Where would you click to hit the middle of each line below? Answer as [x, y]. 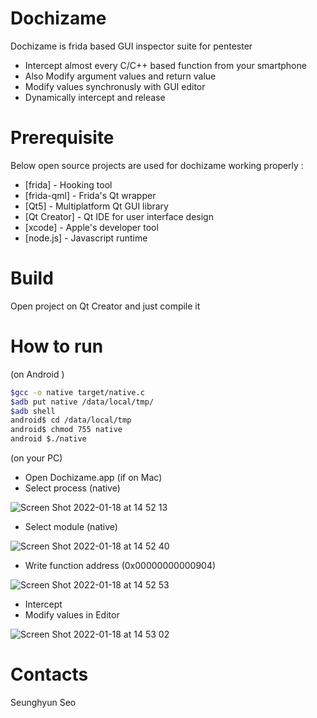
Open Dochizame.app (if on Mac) [93, 477]
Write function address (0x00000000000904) [120, 565]
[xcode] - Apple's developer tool [91, 227]
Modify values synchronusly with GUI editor [115, 86]
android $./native [48, 439]
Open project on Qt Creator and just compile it [105, 306]
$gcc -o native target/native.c [77, 392]
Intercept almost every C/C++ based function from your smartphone [165, 65]
